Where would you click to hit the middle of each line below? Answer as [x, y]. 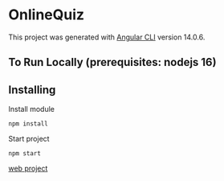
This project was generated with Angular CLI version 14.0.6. [107, 37]
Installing [32, 90]
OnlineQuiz [47, 15]
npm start [25, 154]
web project [28, 169]
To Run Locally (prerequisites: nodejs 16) [112, 62]
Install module [31, 109]
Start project [29, 139]
